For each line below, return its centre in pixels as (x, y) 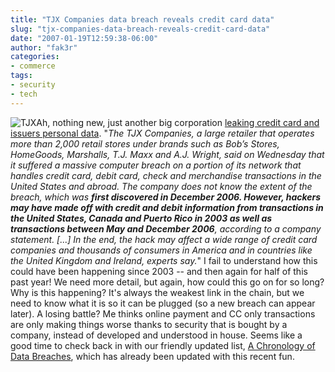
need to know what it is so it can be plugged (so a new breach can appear (163, 303)
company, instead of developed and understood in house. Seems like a (156, 335)
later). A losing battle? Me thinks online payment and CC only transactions (163, 313)
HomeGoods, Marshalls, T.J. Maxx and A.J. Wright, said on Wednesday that (167, 154)
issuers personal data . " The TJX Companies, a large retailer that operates (162, 133)
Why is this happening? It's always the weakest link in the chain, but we (157, 292)
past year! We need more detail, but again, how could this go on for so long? (167, 282)
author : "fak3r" (44, 47)
